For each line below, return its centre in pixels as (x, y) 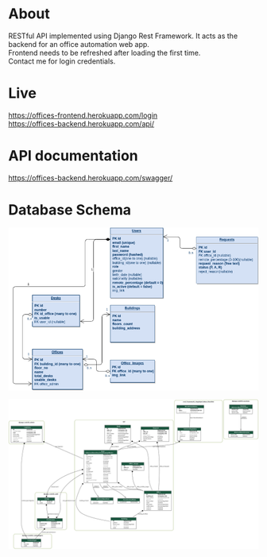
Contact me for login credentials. (62, 61)
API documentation (74, 156)
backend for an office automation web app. (79, 44)
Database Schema (70, 210)
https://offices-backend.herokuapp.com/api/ (81, 123)
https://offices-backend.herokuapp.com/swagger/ (91, 178)
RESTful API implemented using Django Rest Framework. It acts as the (123, 36)
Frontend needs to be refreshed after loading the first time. (104, 52)
